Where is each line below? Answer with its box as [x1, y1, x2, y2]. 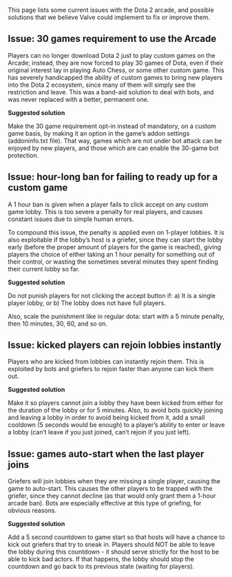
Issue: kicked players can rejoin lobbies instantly [8, 339, 222, 351]
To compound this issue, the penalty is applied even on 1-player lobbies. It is [8, 228, 224, 236]
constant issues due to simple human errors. [8, 215, 134, 223]
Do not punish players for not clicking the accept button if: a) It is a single [8, 291, 216, 300]
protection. [8, 151, 39, 159]
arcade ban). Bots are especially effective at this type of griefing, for [8, 499, 202, 507]
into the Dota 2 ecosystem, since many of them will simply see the [8, 81, 196, 89]
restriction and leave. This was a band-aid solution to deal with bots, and [8, 87, 214, 96]
